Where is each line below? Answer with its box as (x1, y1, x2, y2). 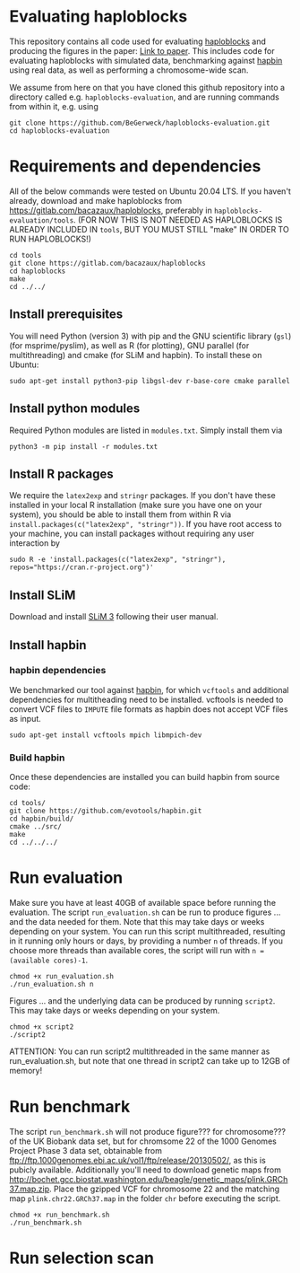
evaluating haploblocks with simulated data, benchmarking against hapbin (9, 55, 283, 66)
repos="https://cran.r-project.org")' (9, 563, 154, 572)
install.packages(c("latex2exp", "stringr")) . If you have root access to (9, 519, 282, 530)
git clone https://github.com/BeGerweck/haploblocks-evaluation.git (9, 119, 270, 127)
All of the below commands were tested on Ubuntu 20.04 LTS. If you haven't (9, 186, 291, 197)
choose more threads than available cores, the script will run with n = (9, 945, 264, 956)
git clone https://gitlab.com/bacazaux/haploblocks (9, 259, 206, 268)
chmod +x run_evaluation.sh (9, 972, 115, 981)
